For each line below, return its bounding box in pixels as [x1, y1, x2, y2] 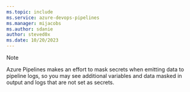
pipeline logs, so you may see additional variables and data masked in [6, 73, 182, 79]
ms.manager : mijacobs [6, 20, 62, 26]
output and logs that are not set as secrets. [6, 79, 115, 86]
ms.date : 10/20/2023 [6, 37, 59, 43]
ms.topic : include [6, 9, 53, 15]
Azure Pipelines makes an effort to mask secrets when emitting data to [6, 66, 185, 73]
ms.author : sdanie [6, 26, 53, 32]
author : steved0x [6, 32, 51, 38]
